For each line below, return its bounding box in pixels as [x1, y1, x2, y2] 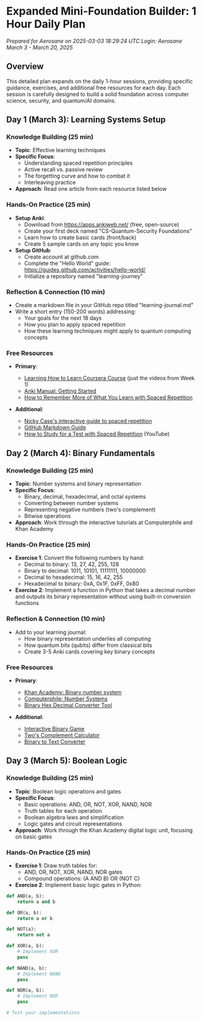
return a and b [17, 899, 56, 905]
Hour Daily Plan [6, 17, 86, 31]
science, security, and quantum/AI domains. [6, 97, 116, 104]
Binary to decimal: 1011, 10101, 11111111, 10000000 [24, 567, 146, 575]
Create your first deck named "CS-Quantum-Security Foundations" [24, 227, 192, 235]
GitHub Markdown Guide [24, 424, 86, 431]
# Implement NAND [17, 971, 61, 977]
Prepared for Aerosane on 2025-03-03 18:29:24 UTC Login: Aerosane [6, 37, 183, 44]
